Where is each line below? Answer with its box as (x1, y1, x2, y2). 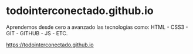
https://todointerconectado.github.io (6, 41, 94, 48)
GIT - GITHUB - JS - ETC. (6, 29, 68, 36)
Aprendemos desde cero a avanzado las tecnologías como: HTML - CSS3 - (6, 23, 188, 31)
